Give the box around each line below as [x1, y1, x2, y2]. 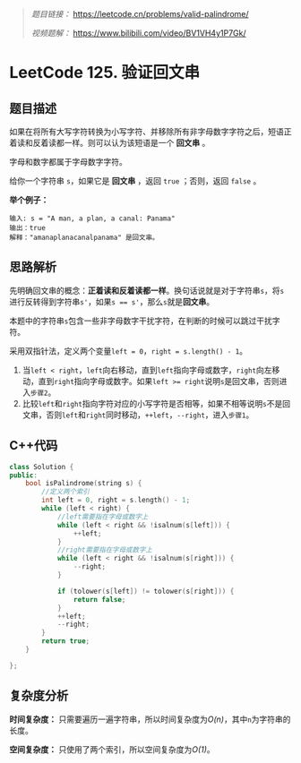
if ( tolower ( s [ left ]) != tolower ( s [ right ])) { [56, 587, 235, 596]
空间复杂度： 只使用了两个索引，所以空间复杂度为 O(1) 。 [9, 743, 215, 755]
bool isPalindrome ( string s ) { [25, 479, 142, 488]
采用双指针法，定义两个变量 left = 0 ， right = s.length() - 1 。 [9, 345, 248, 356]
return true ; [41, 637, 90, 646]
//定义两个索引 [41, 487, 90, 496]
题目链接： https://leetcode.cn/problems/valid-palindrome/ [30, 9, 249, 19]
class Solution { [9, 462, 74, 471]
